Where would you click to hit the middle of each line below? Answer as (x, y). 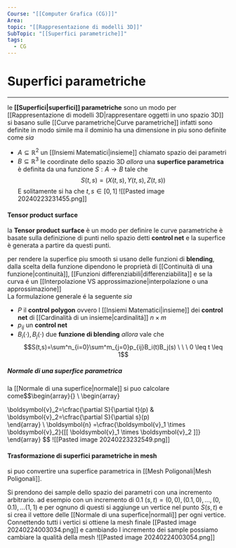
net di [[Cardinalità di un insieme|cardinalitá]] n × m (92, 318)
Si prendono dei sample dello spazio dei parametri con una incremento (110, 492)
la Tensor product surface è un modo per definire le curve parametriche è (115, 230)
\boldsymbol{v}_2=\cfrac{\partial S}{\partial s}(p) (78, 417)
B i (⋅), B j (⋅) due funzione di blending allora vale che (91, 335)
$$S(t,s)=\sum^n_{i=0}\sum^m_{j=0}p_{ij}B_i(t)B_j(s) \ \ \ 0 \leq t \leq (123, 347)
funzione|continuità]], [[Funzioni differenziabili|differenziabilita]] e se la (110, 274)
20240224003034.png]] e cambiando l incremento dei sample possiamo (113, 530)
